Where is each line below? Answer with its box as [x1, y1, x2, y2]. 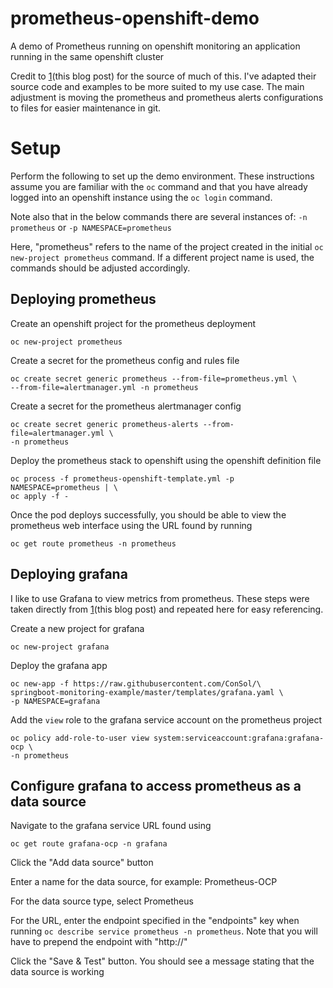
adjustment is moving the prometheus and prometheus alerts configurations [10, 91, 324, 103]
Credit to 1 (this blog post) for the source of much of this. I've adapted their [10, 70, 317, 82]
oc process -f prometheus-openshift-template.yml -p [10, 473, 235, 484]
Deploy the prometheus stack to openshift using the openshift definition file [10, 454, 322, 466]
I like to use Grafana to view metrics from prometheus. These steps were [10, 592, 310, 604]
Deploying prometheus [10, 291, 157, 308]
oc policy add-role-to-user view [10, 733, 150, 743]
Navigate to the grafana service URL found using [10, 820, 212, 832]
